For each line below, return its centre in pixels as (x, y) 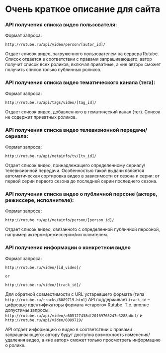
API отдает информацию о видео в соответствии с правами (69, 329)
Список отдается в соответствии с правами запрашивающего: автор (79, 59)
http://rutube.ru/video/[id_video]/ (43, 267)
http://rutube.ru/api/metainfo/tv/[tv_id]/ (51, 156)
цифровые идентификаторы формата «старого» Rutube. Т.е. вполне (77, 305)
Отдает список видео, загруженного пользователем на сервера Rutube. (82, 54)
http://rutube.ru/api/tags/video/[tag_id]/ (51, 102)
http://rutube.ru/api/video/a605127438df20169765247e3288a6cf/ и (74, 315)
